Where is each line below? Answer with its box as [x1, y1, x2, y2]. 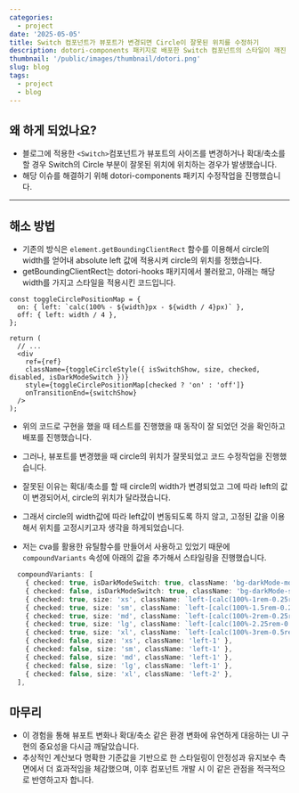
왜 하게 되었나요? [9, 122, 97, 138]
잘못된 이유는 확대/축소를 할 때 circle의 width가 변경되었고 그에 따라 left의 [21, 481, 279, 492]
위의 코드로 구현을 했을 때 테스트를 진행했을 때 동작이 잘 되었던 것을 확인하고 [21, 421, 287, 432]
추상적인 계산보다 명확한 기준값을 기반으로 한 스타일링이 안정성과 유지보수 [21, 752, 278, 763]
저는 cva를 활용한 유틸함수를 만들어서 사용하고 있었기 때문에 [21, 541, 230, 552]
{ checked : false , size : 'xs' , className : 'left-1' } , [25, 636, 233, 646]
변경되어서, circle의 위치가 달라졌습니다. [31, 492, 171, 503]
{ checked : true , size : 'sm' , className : [25, 603, 181, 612]
